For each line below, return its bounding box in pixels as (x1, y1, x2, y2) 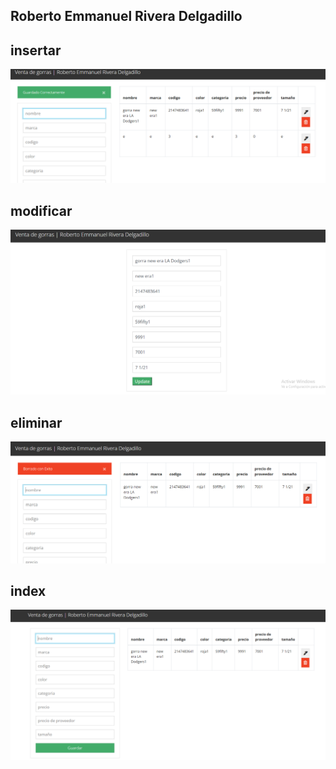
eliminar (10, 414, 63, 431)
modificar (10, 202, 73, 219)
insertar (10, 42, 62, 59)
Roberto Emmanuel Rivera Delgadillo (10, 8, 243, 25)
